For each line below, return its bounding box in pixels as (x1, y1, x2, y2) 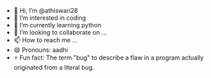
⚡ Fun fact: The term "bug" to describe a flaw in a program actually (13, 53, 204, 62)
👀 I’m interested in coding (13, 14, 87, 22)
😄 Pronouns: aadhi (13, 46, 69, 54)
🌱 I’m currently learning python (13, 21, 102, 29)
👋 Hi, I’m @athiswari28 (13, 7, 78, 14)
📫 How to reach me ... (13, 36, 78, 44)
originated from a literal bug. (13, 64, 95, 71)
